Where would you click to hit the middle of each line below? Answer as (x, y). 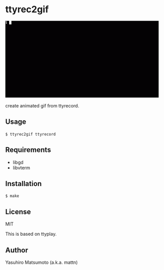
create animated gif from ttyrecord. (42, 105)
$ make (12, 196)
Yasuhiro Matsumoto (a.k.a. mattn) (42, 262)
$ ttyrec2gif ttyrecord (31, 134)
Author (17, 250)
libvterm (21, 168)
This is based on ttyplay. (31, 234)
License (18, 211)
